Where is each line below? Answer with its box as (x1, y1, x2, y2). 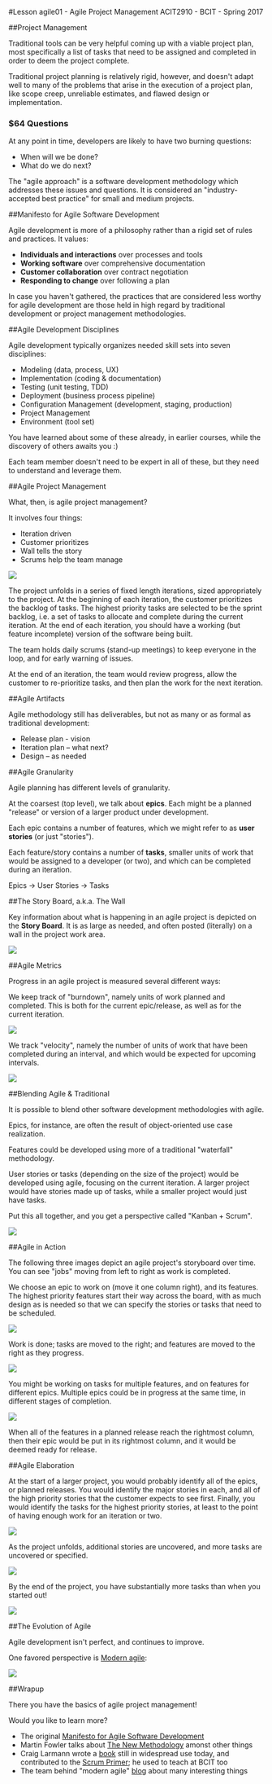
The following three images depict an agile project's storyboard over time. (8, 1258, 256, 1268)
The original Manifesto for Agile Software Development (19, 1731, 205, 1742)
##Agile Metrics (8, 960, 63, 970)
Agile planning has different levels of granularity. (8, 783, 171, 793)
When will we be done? (19, 152, 99, 162)
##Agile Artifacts (8, 694, 65, 704)
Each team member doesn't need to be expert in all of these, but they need (8, 457, 260, 467)
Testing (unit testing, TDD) (19, 382, 109, 392)
